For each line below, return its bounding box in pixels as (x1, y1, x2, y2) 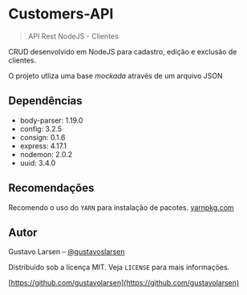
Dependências (8, 94, 83, 108)
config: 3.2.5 (19, 123, 63, 133)
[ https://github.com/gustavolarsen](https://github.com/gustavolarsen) (8, 278, 240, 288)
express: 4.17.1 (19, 141, 67, 151)
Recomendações (8, 181, 95, 195)
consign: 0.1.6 (19, 132, 66, 142)
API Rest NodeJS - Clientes (27, 31, 119, 41)
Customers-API (8, 5, 114, 23)
